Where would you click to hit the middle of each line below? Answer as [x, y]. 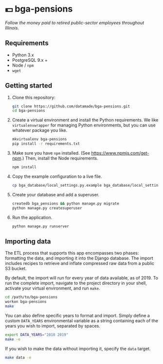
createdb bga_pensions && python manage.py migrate [65, 203]
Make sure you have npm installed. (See [51, 153]
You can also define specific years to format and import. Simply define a [77, 315]
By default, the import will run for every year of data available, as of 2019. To [81, 278]
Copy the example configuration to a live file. [57, 176]
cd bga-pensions [28, 111]
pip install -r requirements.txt [46, 144]
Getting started [29, 86]
